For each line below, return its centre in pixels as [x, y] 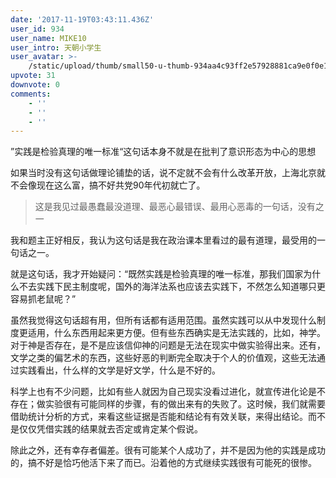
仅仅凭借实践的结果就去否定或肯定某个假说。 [110, 429]
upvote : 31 [33, 76]
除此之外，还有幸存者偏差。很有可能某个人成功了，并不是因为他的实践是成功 [168, 450]
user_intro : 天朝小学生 [56, 47]
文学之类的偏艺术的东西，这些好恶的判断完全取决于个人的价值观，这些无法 [163, 358]
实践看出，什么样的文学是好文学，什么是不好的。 [119, 370]
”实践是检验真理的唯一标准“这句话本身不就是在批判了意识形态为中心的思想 [163, 152]
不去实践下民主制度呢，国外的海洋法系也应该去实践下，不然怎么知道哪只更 [172, 287]
